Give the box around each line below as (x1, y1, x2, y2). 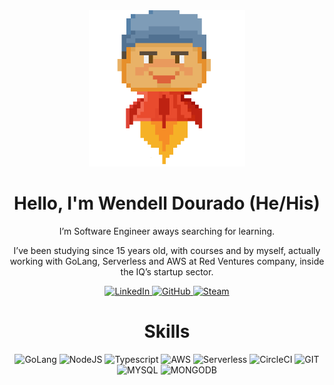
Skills (143, 320, 191, 343)
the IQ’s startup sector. (120, 265, 214, 278)
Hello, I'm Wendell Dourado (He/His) (13, 192, 321, 215)
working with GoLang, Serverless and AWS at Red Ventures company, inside (9, 255, 325, 267)
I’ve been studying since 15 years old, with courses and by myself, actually (13, 244, 321, 256)
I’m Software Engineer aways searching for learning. (58, 225, 276, 237)
